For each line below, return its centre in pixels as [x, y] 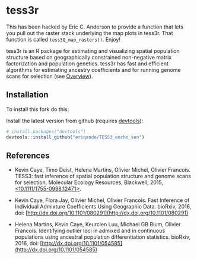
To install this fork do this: [38, 109]
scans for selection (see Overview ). [50, 76]
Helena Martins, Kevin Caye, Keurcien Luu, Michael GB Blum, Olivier [98, 225]
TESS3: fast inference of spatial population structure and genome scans [103, 176]
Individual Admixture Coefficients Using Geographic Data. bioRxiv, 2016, [103, 207]
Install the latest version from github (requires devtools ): [75, 121]
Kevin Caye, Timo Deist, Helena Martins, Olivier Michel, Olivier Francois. [103, 170]
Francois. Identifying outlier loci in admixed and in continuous [90, 231]
